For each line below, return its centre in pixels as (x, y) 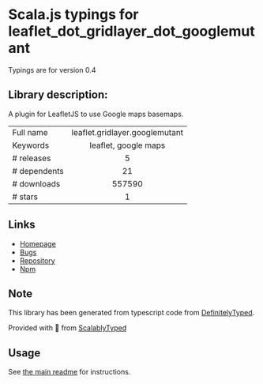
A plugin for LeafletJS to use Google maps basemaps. (96, 114)
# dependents (38, 171)
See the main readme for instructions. (70, 372)
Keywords (31, 145)
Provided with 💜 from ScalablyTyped (68, 328)
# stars (25, 197)
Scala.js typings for (73, 15)
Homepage (38, 243)
